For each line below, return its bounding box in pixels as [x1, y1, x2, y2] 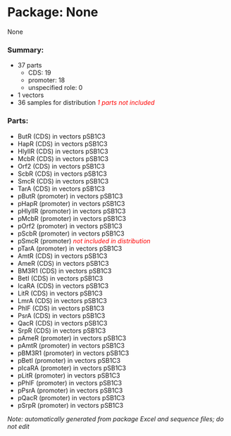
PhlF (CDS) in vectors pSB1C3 [17, 304, 105, 312]
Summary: [7, 45, 44, 55]
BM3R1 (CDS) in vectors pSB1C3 [17, 267, 112, 275]
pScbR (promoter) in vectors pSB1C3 [17, 229, 125, 238]
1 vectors [17, 91, 44, 99]
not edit [7, 422, 30, 430]
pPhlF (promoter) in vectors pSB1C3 [17, 378, 122, 387]
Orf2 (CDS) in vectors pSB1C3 [17, 162, 106, 170]
